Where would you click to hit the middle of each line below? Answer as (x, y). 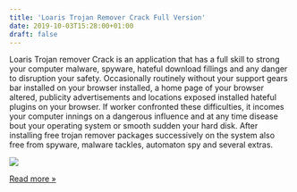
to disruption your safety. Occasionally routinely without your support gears (148, 79)
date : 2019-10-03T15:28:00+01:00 (72, 26)
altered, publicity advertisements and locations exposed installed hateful (143, 97)
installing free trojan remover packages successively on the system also (142, 136)
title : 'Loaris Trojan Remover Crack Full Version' (107, 17)
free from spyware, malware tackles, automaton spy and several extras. (141, 145)
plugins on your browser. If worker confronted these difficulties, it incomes (147, 107)
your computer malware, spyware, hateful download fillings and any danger (148, 69)
